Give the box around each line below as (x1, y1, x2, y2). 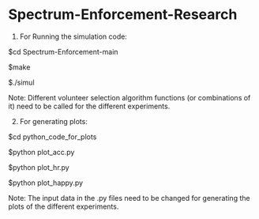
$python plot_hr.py (8, 162, 69, 172)
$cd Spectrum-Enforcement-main (8, 47, 118, 56)
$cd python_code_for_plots (8, 132, 97, 142)
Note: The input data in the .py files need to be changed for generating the (8, 193, 250, 202)
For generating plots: (19, 116, 88, 126)
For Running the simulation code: (19, 32, 128, 41)
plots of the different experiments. (8, 202, 119, 211)
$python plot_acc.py (8, 147, 75, 157)
